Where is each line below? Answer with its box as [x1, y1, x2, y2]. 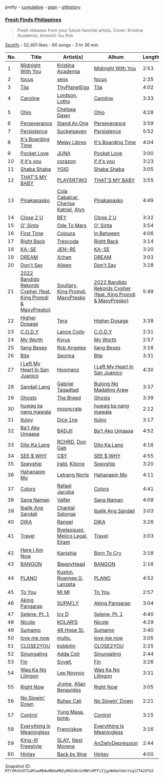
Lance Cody [57, 329, 85, 335]
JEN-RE [57, 246, 76, 253]
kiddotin [57, 643, 76, 649]
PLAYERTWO [57, 177, 87, 184]
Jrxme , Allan [57, 681, 86, 688]
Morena [57, 743, 75, 750]
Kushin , [57, 569, 74, 576]
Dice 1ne [57, 417, 78, 423]
